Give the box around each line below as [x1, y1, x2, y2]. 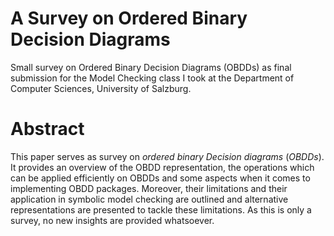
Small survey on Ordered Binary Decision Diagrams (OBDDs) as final [10, 61, 292, 73]
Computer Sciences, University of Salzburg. [10, 82, 192, 94]
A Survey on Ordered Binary [10, 7, 248, 30]
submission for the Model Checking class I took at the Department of [10, 72, 295, 84]
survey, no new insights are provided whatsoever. [10, 214, 215, 226]
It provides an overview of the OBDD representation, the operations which [10, 161, 315, 173]
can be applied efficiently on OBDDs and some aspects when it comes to [10, 172, 311, 184]
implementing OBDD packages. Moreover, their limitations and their [10, 182, 288, 194]
